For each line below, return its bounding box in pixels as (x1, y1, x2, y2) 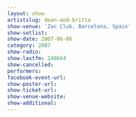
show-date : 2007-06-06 (7, 36, 72, 43)
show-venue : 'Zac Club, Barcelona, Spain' (7, 23, 131, 30)
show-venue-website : (7, 94, 67, 100)
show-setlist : (7, 29, 48, 36)
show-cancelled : (7, 61, 54, 68)
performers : (7, 67, 41, 74)
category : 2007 (7, 42, 51, 49)
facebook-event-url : (7, 74, 67, 81)
